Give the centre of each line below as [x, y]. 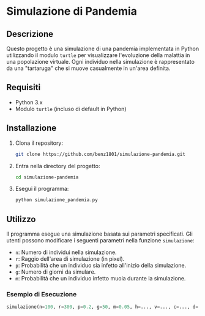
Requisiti [24, 87]
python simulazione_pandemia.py [56, 200]
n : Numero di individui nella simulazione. [66, 252]
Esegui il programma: [42, 189]
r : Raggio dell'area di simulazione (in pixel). [70, 259]
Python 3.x [29, 102]
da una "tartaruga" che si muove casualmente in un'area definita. [88, 68]
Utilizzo [21, 219]
